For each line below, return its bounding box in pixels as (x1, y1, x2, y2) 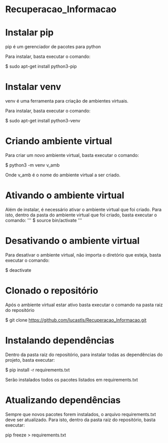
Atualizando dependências (5, 394, 121, 406)
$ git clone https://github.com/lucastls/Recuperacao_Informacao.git (5, 317, 147, 323)
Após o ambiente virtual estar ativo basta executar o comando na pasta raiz (5, 301, 163, 308)
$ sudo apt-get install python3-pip (5, 64, 77, 70)
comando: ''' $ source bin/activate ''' (5, 217, 82, 223)
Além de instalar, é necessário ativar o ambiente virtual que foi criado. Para (5, 206, 162, 212)
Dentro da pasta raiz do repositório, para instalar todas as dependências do (5, 352, 163, 358)
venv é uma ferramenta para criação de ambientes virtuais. (5, 98, 129, 104)
